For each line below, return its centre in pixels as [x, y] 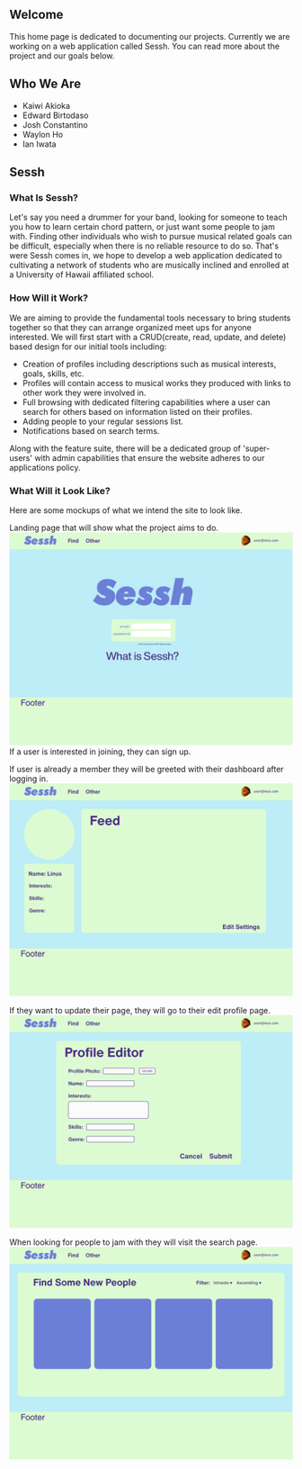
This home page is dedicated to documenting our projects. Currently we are [150, 36]
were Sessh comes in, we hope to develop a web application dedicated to [146, 256]
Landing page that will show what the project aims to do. [114, 527]
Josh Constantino [55, 124]
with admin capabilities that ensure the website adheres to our [150, 457]
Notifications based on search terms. [91, 430]
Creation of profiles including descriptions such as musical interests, [149, 364]
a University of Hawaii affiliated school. [82, 275]
